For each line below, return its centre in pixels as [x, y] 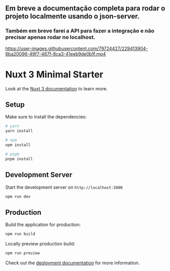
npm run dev [18, 196]
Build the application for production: [43, 225]
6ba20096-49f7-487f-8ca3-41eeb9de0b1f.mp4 [56, 54]
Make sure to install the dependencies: [46, 117]
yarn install [19, 131]
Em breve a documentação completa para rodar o [85, 8]
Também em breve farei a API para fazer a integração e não [80, 31]
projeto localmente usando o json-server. [72, 17]
